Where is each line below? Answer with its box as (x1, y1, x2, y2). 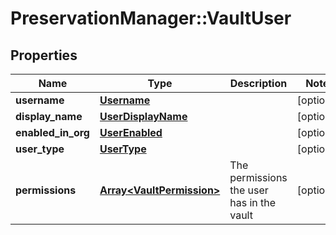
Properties (10, 47, 78, 64)
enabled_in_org (15, 126, 90, 139)
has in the (229, 196, 277, 209)
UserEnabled (99, 126, 163, 139)
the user (229, 183, 269, 197)
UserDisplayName (99, 110, 188, 123)
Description (229, 77, 288, 90)
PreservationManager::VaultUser (10, 7, 292, 30)
